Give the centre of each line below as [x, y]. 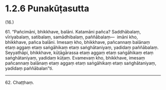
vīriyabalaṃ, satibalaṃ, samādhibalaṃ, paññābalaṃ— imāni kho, [72, 37]
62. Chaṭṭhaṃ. [20, 82]
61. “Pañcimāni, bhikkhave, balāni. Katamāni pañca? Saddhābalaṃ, [73, 31]
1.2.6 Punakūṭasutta [47, 9]
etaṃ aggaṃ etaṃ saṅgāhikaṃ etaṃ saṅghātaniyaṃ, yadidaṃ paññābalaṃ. [82, 47]
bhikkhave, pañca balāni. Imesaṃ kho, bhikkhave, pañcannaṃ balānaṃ [78, 42]
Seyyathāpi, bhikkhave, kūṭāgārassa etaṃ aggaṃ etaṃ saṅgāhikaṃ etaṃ [80, 53]
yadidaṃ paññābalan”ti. [29, 68]
